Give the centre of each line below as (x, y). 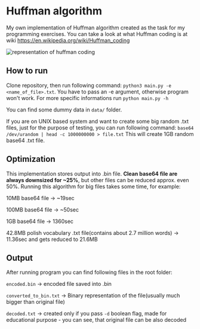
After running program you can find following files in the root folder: (89, 272)
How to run (27, 71)
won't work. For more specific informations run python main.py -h (87, 98)
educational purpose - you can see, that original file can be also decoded (96, 320)
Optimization (31, 159)
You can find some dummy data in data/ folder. (64, 110)
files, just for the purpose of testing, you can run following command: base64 (100, 128)
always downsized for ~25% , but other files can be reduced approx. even (98, 180)
